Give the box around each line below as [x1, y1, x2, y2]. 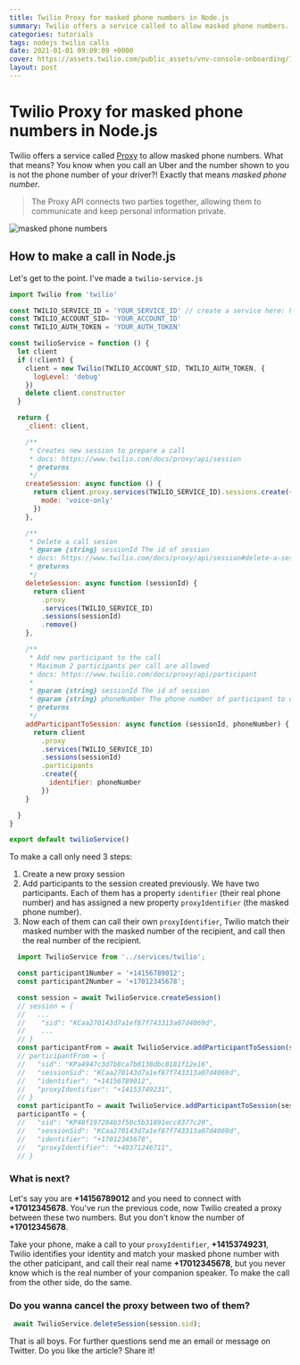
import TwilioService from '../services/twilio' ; [17, 952, 205, 962]
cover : [9, 55, 34, 64]
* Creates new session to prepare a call [29, 446, 186, 455]
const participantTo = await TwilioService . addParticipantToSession [17, 1102, 278, 1111]
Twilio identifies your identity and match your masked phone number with [9, 1248, 279, 1258]
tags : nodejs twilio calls [9, 38, 110, 47]
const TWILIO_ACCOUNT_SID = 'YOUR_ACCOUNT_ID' [9, 314, 181, 323]
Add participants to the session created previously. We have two [21, 878, 260, 889]
